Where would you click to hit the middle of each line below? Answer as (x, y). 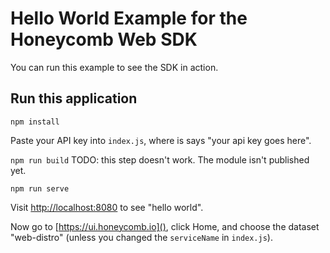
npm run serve (40, 188)
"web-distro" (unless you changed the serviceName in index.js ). (141, 237)
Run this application (74, 98)
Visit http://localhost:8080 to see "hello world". (107, 207)
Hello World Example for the (129, 18)
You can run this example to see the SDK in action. (114, 67)
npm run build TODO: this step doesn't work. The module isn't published (160, 159)
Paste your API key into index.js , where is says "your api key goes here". (161, 140)
